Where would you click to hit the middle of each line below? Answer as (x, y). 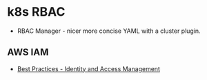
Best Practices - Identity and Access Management (89, 68)
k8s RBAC (36, 12)
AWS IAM (28, 52)
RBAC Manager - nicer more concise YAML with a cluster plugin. (109, 31)
